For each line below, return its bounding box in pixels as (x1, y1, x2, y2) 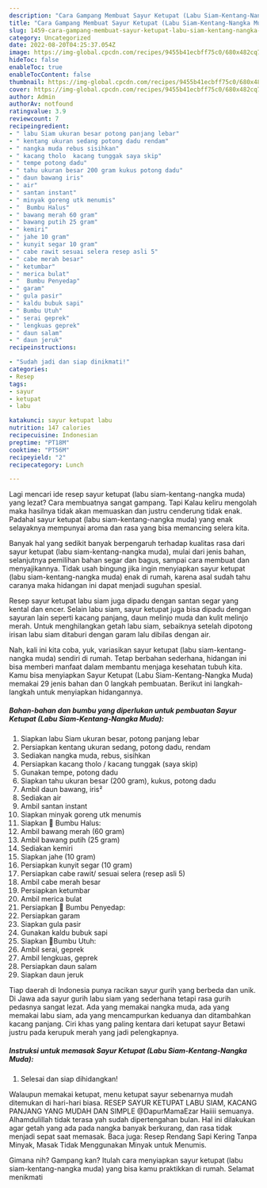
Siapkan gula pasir (20, 920, 82, 929)
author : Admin (9, 93, 56, 101)
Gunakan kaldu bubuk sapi (20, 928, 108, 937)
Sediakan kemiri (20, 844, 74, 853)
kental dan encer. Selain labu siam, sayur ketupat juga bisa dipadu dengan (9, 605, 252, 614)
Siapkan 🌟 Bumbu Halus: (20, 818, 101, 828)
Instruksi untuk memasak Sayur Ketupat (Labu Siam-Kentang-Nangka (9, 1045, 248, 1055)
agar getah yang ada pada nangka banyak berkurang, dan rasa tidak (9, 1124, 233, 1133)
